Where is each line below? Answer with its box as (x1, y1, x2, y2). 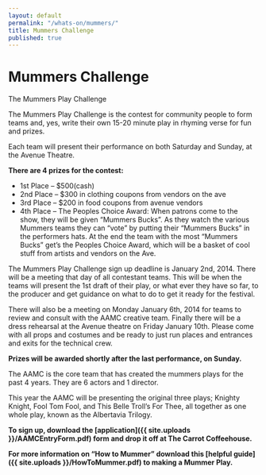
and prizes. (8, 126, 45, 136)
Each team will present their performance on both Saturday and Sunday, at (8, 142, 253, 152)
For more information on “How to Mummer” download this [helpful (8, 450, 233, 459)
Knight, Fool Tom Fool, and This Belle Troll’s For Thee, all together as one (8, 402, 247, 411)
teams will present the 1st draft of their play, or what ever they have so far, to (8, 281, 259, 291)
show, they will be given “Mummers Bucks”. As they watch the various (19, 215, 250, 225)
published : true (8, 33, 62, 42)
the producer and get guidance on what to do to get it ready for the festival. (8, 289, 256, 299)
